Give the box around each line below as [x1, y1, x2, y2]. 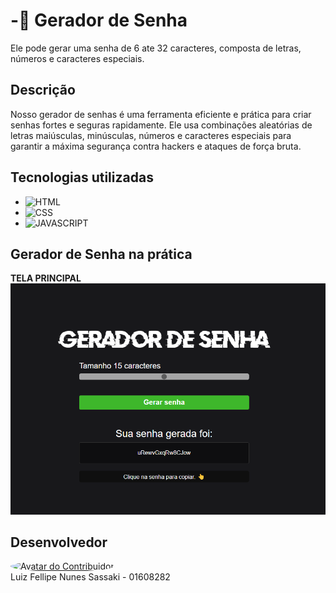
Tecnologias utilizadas [10, 169, 154, 186]
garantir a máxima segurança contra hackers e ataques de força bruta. [10, 140, 302, 152]
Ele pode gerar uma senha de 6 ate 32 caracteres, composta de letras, [10, 42, 302, 54]
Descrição [10, 82, 76, 99]
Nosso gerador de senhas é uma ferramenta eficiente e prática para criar [10, 108, 312, 120]
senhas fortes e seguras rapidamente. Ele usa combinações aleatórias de [10, 119, 313, 131]
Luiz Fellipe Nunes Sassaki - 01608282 [10, 571, 171, 583]
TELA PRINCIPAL [10, 272, 82, 284]
